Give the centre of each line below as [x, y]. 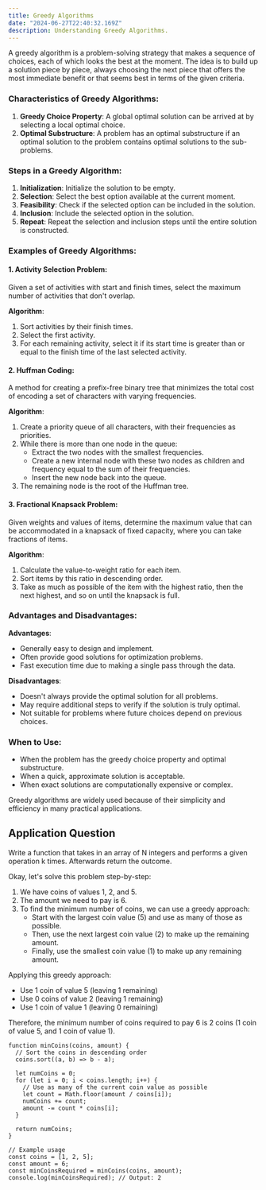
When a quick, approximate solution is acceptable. [102, 777]
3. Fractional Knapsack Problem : [63, 504]
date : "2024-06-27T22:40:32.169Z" [66, 23]
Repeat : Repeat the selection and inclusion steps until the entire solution [138, 221]
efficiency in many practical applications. [75, 808]
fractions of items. [38, 539]
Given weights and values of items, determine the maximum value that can [130, 522]
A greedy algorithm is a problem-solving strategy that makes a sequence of [132, 53]
